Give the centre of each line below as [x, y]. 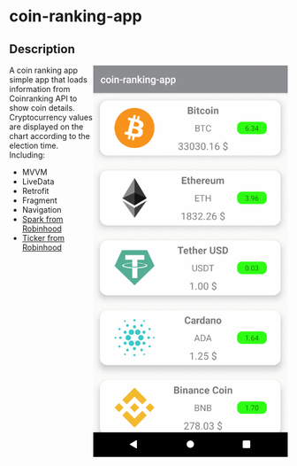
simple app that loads [49, 80]
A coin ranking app [43, 70]
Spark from [42, 219]
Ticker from [43, 238]
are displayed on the [46, 127]
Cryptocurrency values [51, 117]
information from [40, 89]
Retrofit [35, 191]
